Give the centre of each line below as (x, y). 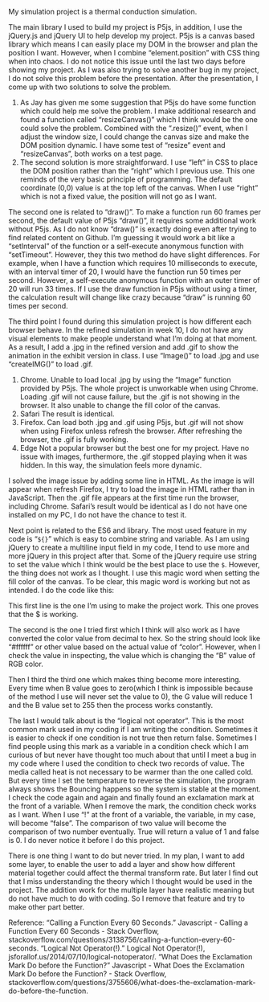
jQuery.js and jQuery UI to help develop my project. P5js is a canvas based (132, 36)
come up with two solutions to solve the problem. (90, 87)
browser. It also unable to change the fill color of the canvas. (120, 405)
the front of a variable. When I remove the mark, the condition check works (132, 806)
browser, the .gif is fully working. (74, 440)
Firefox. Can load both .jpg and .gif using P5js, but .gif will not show (132, 422)
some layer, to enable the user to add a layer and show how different (122, 864)
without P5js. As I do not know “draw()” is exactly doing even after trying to (132, 229)
